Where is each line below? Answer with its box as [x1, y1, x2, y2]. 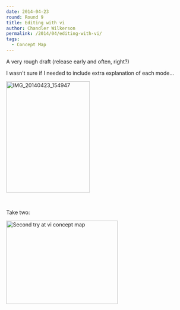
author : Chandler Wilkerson [6, 25, 76, 31]
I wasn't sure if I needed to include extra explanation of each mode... [6, 69, 174, 76]
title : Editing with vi [6, 20, 65, 25]
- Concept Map [11, 42, 46, 48]
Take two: [6, 209, 30, 216]
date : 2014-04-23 [6, 8, 49, 15]
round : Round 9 [6, 14, 44, 20]
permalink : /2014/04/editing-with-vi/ [6, 31, 102, 37]
